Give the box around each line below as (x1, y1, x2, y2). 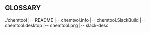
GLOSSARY (5, 4, 41, 12)
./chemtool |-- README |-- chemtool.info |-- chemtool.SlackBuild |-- (5, 17, 146, 23)
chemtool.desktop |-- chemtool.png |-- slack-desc (5, 22, 109, 28)
